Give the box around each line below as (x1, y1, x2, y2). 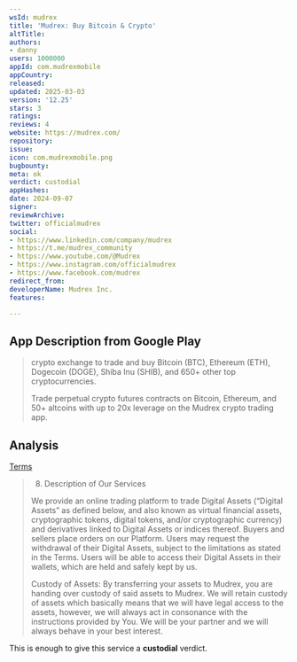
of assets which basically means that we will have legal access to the (30, 597, 284, 608)
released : (9, 79, 46, 88)
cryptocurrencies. (30, 376, 97, 386)
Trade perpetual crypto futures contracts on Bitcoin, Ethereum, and (30, 393, 277, 404)
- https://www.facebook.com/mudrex (9, 269, 141, 277)
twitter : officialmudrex (9, 219, 101, 228)
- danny (9, 46, 38, 55)
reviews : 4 (9, 121, 50, 129)
